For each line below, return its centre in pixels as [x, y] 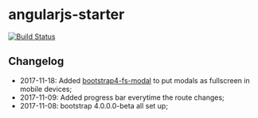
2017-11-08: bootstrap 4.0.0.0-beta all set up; [94, 105]
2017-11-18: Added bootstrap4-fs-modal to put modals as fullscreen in [135, 80]
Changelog [36, 61]
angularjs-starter [66, 15]
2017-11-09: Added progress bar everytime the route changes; [122, 97]
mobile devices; [46, 89]
